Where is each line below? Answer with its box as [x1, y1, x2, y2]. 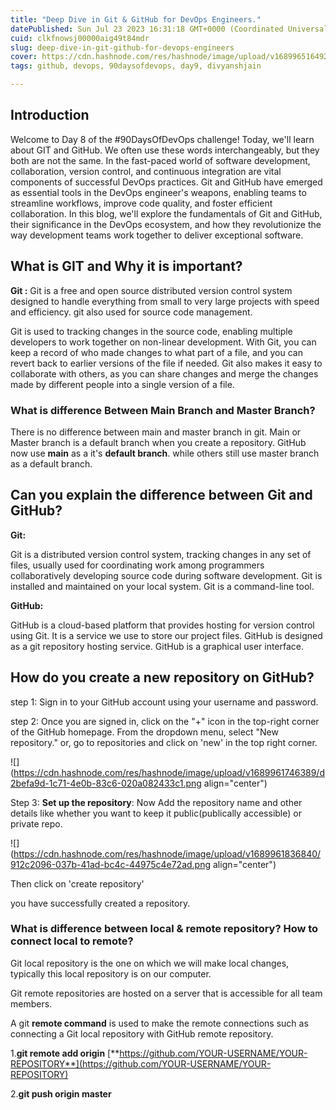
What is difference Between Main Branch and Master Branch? [10, 403, 316, 417]
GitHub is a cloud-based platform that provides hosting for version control [10, 619, 315, 631]
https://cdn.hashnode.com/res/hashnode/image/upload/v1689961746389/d [13, 766, 325, 778]
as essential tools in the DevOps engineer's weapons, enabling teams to [10, 186, 307, 198]
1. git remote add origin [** [10, 1047, 120, 1059]
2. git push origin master [10, 1087, 112, 1100]
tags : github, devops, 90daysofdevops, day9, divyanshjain [10, 61, 262, 71]
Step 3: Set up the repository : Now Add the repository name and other [10, 796, 303, 808]
